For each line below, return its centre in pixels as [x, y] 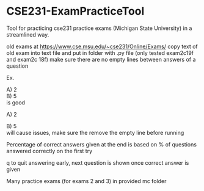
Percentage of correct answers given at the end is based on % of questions [102, 144]
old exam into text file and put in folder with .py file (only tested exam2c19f [100, 52]
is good [16, 103]
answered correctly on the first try [49, 151]
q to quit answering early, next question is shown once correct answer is [98, 162]
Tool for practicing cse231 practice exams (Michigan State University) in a [99, 28]
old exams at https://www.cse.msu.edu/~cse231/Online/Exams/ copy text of [102, 46]
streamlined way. [28, 34]
